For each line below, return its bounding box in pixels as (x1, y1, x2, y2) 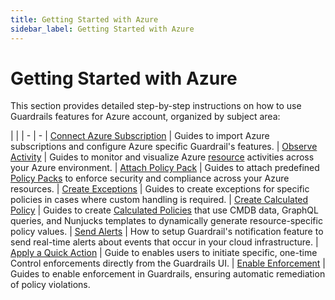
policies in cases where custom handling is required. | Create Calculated (10, 194, 309, 206)
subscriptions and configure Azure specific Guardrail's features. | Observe (10, 141, 318, 153)
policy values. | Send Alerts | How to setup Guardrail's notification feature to (10, 226, 324, 238)
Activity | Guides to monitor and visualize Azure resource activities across (10, 151, 315, 163)
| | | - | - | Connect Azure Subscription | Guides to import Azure (10, 130, 270, 142)
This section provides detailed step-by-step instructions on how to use (10, 100, 302, 112)
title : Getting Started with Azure (10, 14, 159, 25)
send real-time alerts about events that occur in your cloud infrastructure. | (10, 236, 319, 248)
